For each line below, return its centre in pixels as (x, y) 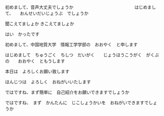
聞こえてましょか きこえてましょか (40, 24)
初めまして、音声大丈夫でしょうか (39, 7)
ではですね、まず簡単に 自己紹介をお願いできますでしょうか (67, 92)
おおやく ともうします (41, 61)
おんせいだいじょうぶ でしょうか (54, 13)
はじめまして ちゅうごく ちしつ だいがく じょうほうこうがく (73, 55)
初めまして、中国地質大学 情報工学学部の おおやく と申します (71, 45)
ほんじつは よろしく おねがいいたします (48, 82)
